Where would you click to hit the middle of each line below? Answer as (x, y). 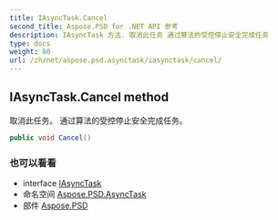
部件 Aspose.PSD (55, 205)
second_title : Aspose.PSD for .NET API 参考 (94, 26)
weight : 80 (30, 52)
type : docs (30, 43)
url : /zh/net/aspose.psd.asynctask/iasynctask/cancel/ (116, 60)
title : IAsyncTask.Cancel (58, 18)
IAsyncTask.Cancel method (89, 97)
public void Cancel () (51, 138)
